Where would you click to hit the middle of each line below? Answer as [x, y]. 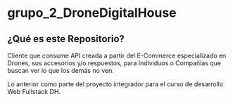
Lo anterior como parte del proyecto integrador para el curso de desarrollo [115, 84]
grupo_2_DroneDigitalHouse [92, 13]
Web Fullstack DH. [34, 92]
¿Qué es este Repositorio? [66, 39]
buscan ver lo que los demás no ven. [61, 70]
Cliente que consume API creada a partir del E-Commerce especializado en [117, 55]
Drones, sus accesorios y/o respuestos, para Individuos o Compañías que [114, 63]
